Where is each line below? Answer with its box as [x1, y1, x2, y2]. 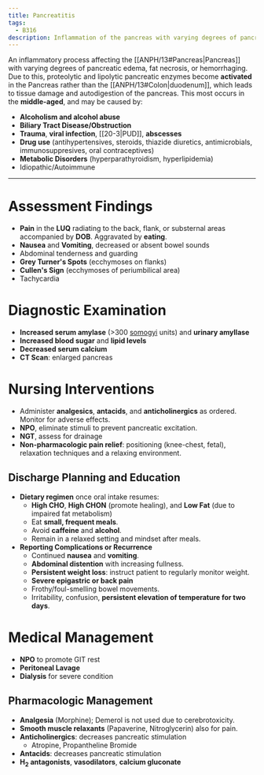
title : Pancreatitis [8, 11, 76, 20]
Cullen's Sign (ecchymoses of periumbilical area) [19, 266, 181, 275]
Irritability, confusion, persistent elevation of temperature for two [31, 592, 246, 602]
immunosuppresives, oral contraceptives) [19, 146, 155, 155]
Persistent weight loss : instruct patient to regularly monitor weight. [31, 567, 250, 576]
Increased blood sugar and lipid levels [19, 336, 147, 345]
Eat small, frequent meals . [31, 517, 119, 527]
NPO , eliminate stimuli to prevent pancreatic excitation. [19, 423, 198, 433]
